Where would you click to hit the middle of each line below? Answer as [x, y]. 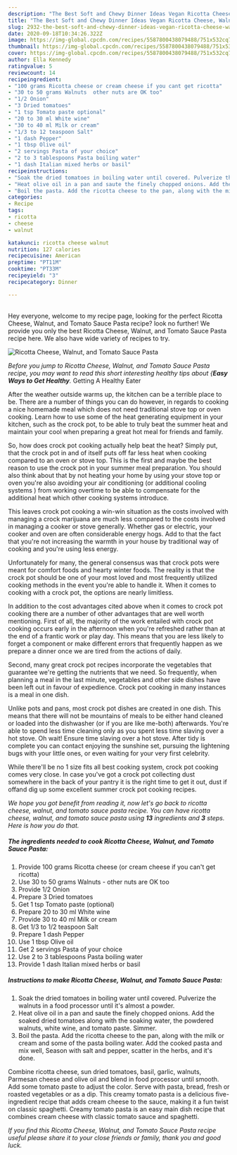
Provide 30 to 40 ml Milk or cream [68, 919]
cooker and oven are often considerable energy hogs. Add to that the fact [115, 533]
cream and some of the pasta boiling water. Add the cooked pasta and [120, 1043]
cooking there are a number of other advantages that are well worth [106, 613]
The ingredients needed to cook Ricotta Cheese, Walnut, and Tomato [111, 841]
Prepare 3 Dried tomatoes [56, 896]
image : [18, 40]
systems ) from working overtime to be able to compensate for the [104, 490]
